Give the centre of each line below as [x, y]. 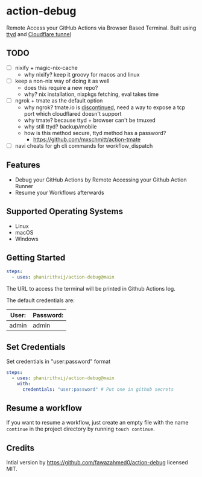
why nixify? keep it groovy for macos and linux [82, 74]
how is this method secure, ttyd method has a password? [95, 133]
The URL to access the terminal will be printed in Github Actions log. [91, 289]
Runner [24, 186]
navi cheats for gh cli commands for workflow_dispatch [84, 145]
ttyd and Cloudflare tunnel [39, 34]
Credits [21, 448]
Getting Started [36, 258]
